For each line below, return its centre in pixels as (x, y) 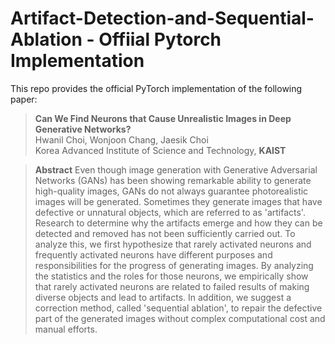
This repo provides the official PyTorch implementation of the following (156, 88)
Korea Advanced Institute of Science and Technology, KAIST (160, 150)
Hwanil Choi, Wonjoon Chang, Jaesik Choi (121, 139)
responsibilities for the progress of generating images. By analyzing (174, 265)
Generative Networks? (83, 129)
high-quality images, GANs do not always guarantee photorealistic (171, 191)
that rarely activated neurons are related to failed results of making (172, 286)
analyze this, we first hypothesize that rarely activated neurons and (173, 244)
